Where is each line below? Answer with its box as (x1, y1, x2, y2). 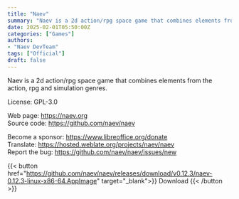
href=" (7, 168, 27, 178)
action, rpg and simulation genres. (7, 83, 108, 92)
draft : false (7, 57, 46, 64)
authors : (7, 37, 33, 44)
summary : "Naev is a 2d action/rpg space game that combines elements (7, 17, 221, 24)
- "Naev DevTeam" (7, 43, 59, 50)
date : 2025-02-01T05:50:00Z (7, 23, 91, 31)
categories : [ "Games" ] (7, 30, 75, 38)
